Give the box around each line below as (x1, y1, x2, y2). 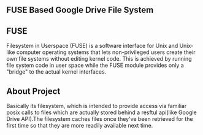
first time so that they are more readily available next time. (6, 122, 153, 129)
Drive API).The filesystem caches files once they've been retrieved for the (6, 115, 193, 123)
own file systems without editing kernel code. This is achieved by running (6, 55, 192, 63)
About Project (6, 86, 61, 96)
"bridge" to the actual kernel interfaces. (6, 68, 107, 75)
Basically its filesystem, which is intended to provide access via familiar (6, 102, 187, 110)
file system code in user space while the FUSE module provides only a (6, 61, 184, 69)
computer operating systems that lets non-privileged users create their (16, 48, 196, 56)
